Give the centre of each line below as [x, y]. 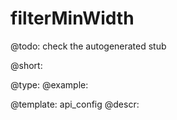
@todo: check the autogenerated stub [88, 46]
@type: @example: [49, 84]
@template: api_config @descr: [75, 104]
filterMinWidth [72, 18]
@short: [26, 65]
